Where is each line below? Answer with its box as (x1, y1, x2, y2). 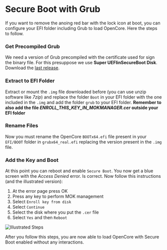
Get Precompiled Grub (5, 43, 60, 50)
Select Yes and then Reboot (12, 215, 68, 221)
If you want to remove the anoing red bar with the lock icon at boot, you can (5, 20, 161, 26)
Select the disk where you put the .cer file (12, 209, 99, 215)
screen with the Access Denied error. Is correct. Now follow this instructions (5, 173, 161, 179)
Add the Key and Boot (5, 156, 59, 163)
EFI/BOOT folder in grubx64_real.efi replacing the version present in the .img (5, 138, 162, 145)
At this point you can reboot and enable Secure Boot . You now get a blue (5, 168, 154, 174)
